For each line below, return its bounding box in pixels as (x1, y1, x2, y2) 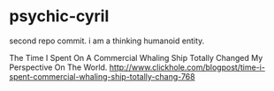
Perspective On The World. (9, 62, 108, 72)
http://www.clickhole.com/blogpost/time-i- (109, 62, 265, 72)
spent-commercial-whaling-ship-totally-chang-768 (9, 71, 196, 81)
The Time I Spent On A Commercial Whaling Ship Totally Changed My (9, 52, 263, 63)
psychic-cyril (9, 6, 110, 27)
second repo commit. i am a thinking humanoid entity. (9, 35, 205, 46)
